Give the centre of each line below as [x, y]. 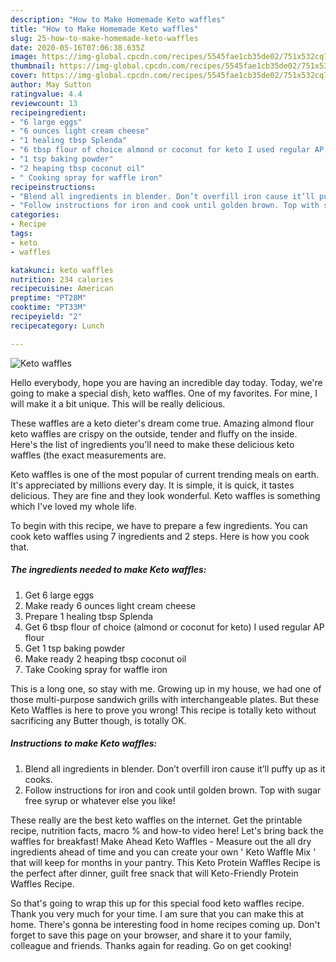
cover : [24, 76]
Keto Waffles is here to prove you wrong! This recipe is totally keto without [163, 710]
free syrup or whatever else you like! [100, 800]
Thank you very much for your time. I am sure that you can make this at [157, 913]
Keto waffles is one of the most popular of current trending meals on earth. [164, 474]
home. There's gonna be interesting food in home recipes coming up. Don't [165, 924]
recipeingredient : [48, 112]
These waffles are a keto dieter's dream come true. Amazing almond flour [162, 423]
